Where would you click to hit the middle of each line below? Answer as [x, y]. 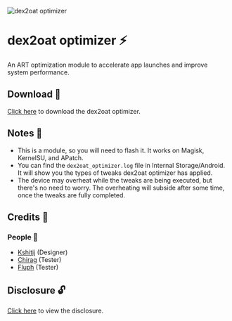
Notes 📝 [25, 133]
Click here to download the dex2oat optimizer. [74, 111]
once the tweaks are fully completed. [71, 195]
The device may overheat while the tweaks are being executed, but [115, 180]
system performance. [38, 72]
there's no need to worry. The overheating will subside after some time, [121, 188]
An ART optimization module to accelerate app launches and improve [108, 65]
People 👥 [23, 237]
